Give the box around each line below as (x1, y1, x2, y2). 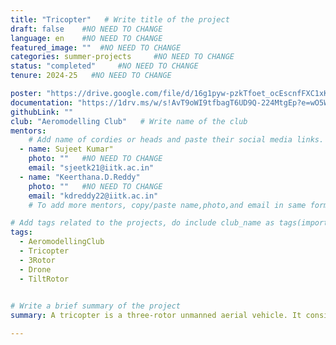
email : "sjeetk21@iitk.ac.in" (28, 163, 155, 173)
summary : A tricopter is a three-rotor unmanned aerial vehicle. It (10, 311, 302, 321)
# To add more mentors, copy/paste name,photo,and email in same (28, 200, 307, 210)
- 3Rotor (19, 255, 56, 265)
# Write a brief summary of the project (10, 301, 182, 311)
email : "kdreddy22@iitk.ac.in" (28, 191, 159, 201)
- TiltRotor (19, 274, 70, 284)
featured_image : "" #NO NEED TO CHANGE (10, 42, 182, 53)
